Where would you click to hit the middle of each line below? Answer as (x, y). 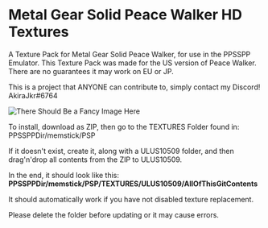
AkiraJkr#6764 (33, 95)
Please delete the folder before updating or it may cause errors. (114, 214)
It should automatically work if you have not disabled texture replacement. (131, 199)
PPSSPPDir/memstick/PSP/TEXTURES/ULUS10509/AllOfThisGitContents (133, 184)
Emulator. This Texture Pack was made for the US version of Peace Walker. (133, 63)
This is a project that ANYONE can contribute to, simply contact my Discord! (134, 87)
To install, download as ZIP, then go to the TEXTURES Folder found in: (124, 126)
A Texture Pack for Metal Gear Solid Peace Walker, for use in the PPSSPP (130, 54)
